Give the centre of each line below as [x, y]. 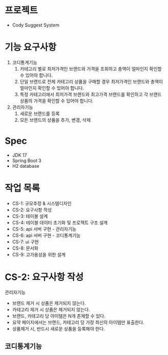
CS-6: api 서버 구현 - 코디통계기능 [46, 235]
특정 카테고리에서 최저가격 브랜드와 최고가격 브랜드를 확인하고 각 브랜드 [91, 94]
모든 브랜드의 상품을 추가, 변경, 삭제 [55, 120]
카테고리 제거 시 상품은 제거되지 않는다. [51, 309]
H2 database [26, 166]
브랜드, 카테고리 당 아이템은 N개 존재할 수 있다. [59, 316]
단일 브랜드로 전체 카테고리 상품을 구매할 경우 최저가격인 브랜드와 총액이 [91, 81]
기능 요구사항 [31, 47]
